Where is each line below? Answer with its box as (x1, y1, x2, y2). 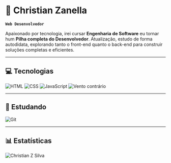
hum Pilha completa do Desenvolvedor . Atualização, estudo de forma (5, 36, 153, 42)
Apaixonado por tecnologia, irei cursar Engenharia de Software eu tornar (5, 30, 159, 36)
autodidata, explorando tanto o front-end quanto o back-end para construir (5, 41, 163, 48)
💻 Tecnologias (5, 67, 54, 76)
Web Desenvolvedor (5, 21, 44, 27)
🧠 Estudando (5, 103, 47, 111)
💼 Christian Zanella (5, 5, 88, 16)
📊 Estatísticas (5, 136, 52, 145)
